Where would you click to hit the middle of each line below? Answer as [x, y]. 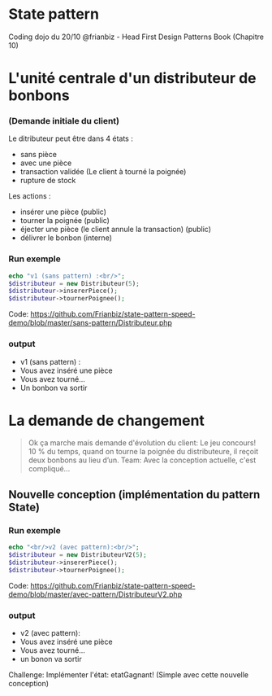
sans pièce [38, 155]
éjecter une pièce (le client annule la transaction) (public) [116, 230]
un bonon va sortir [51, 659]
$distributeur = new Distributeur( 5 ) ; [74, 283]
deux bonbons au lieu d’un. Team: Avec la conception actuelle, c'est [142, 460]
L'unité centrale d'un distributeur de [132, 79]
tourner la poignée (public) [65, 221]
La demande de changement [107, 420]
